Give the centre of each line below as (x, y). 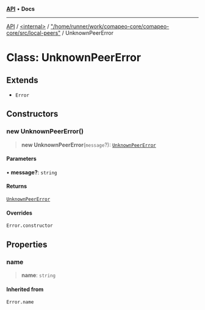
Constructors (32, 114)
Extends (22, 80)
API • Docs (20, 9)
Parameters (21, 159)
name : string (38, 275)
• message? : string (32, 172)
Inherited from (25, 289)
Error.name (20, 302)
